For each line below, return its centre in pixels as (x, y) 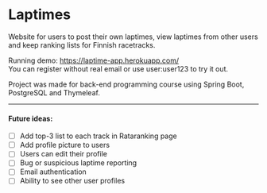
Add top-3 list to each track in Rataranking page (98, 136)
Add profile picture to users (64, 145)
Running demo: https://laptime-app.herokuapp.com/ (94, 60)
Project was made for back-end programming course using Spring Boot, (126, 84)
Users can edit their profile (63, 154)
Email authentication (53, 172)
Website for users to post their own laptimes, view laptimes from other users (133, 37)
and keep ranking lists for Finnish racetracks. (82, 44)
